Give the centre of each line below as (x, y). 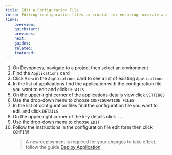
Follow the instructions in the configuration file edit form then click (82, 127)
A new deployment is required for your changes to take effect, (91, 142)
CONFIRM (21, 132)
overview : (25, 24)
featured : (25, 53)
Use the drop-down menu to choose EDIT (56, 122)
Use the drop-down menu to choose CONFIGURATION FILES (73, 100)
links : (12, 19)
